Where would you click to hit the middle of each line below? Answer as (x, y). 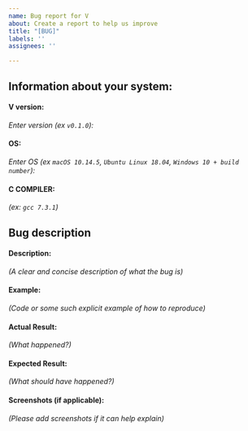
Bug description (50, 233)
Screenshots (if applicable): (57, 400)
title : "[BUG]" (34, 31)
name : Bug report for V (49, 16)
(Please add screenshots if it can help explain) (87, 418)
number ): (22, 170)
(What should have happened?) (62, 381)
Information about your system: (91, 86)
